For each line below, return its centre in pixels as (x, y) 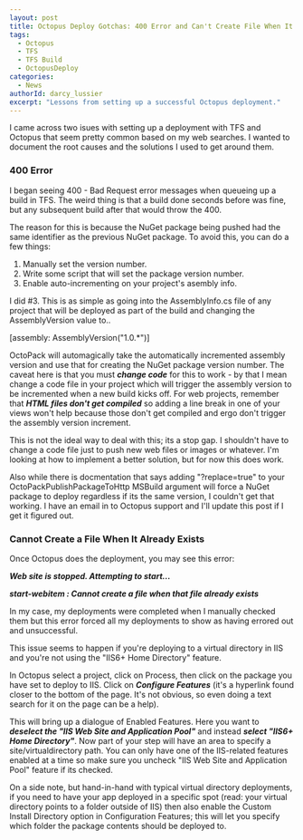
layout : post (34, 18)
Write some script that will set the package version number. (133, 274)
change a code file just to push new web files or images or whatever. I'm (144, 449)
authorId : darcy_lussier (56, 93)
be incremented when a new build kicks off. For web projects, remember (144, 393)
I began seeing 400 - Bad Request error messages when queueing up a (143, 190)
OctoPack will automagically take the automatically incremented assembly (147, 355)
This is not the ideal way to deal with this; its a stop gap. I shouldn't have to (149, 439)
